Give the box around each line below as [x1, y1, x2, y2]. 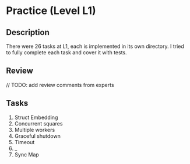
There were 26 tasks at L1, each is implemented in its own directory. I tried [6, 43, 185, 50]
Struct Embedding [14, 114, 58, 121]
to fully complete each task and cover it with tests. [6, 49, 127, 56]
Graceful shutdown [14, 132, 61, 139]
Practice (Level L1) [6, 4, 96, 18]
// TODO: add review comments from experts [6, 81, 115, 88]
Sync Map [14, 151, 39, 158]
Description [6, 27, 50, 37]
